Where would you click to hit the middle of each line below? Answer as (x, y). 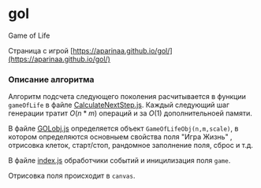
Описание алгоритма (51, 79)
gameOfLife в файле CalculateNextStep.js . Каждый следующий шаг (119, 105)
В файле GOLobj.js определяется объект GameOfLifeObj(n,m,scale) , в (123, 129)
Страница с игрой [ (41, 50)
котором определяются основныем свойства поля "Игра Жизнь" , (120, 137)
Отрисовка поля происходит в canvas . (72, 176)
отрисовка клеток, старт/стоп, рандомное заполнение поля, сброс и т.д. (131, 146)
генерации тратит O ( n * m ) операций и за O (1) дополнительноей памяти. (130, 113)
